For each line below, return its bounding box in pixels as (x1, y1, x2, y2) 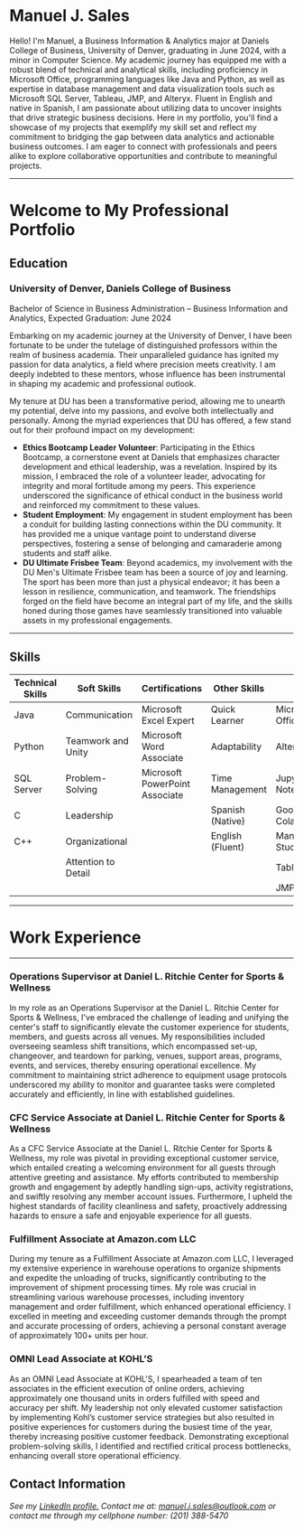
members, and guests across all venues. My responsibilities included (9, 1031, 266, 1042)
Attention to (65, 855, 115, 868)
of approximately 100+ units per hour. (9, 1330, 149, 1341)
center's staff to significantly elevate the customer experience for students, (9, 1021, 289, 1032)
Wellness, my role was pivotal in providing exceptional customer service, (9, 1153, 280, 1164)
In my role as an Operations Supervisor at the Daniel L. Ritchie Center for (9, 1002, 280, 1013)
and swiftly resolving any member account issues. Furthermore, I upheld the (9, 1191, 293, 1202)
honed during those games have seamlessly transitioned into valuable (22, 605, 282, 615)
